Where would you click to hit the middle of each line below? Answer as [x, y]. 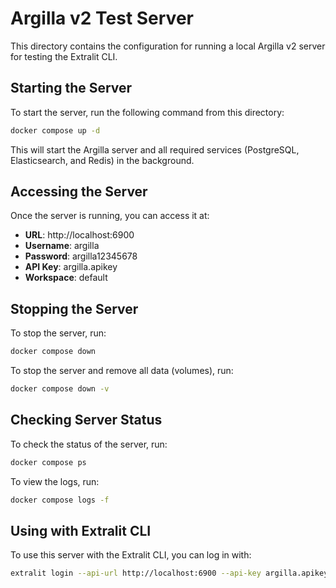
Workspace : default [66, 278]
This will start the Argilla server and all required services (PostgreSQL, [155, 149]
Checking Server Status [86, 420]
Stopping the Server [74, 308]
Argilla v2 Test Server [102, 18]
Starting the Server [71, 88]
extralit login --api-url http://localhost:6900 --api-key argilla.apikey [169, 573]
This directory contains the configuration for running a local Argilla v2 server [168, 46]
